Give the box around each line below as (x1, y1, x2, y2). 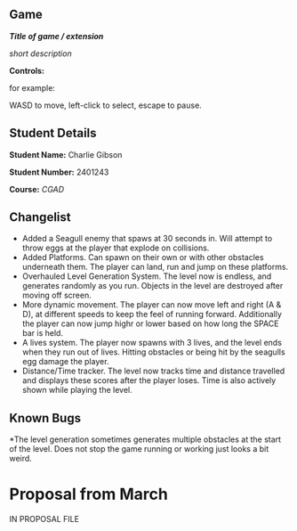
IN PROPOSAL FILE (9, 514, 80, 525)
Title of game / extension (9, 30, 104, 41)
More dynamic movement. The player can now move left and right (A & (21, 299, 282, 310)
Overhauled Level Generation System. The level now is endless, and (21, 271, 272, 282)
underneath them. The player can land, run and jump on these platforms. (21, 262, 289, 273)
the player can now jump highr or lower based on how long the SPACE (21, 318, 279, 329)
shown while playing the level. (21, 385, 132, 396)
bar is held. (21, 328, 64, 339)
